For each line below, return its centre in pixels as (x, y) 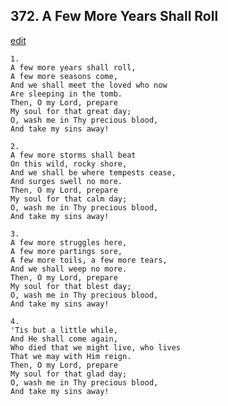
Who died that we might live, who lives (96, 347)
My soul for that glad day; (69, 374)
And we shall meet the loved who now (89, 85)
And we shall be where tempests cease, (93, 172)
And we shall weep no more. (69, 269)
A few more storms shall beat (73, 155)
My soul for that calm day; (69, 199)
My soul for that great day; (71, 111)
